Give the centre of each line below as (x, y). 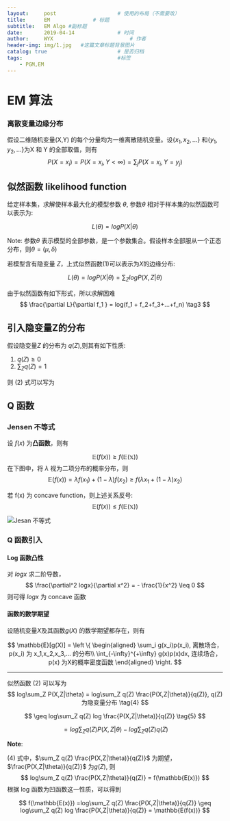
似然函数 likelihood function (67, 187)
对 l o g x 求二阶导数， (36, 574)
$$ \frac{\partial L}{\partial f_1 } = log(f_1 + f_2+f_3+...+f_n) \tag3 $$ (115, 305)
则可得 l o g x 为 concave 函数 (47, 597)
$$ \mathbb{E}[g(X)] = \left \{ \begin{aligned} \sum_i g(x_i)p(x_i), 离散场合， (115, 645)
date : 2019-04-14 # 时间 (71, 33)
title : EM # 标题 (58, 20)
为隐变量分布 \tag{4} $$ (115, 702)
